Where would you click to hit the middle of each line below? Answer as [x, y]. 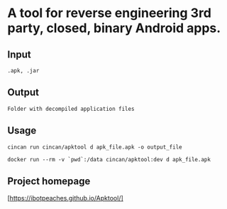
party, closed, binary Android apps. [114, 28]
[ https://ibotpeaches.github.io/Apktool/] [66, 198]
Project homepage [49, 182]
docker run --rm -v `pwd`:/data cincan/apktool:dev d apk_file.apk [109, 159]
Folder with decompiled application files [71, 109]
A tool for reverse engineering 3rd [109, 13]
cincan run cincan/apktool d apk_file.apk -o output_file [95, 147]
